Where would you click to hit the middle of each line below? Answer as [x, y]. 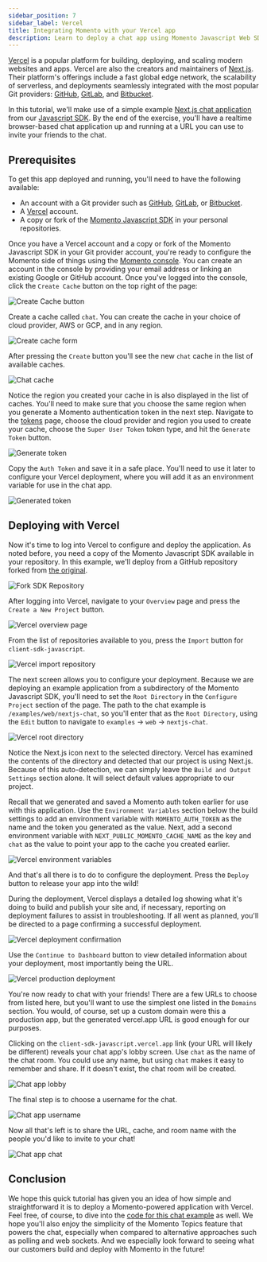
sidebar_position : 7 [43, 16]
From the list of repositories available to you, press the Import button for [126, 640]
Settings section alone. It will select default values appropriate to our [121, 778]
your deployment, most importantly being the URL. [91, 963]
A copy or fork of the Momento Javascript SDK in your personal [124, 220]
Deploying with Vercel [64, 526]
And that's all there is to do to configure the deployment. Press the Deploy [129, 875]
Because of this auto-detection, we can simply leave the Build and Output [130, 769]
